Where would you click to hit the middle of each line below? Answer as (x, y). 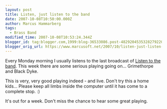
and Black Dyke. (22, 71)
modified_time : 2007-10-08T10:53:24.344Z (49, 38)
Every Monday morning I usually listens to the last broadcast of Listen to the (83, 60)
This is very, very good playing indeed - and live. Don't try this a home (77, 81)
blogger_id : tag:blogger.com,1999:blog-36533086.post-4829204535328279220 (84, 42)
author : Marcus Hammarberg (33, 24)
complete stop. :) (23, 91)
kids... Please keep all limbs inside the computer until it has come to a (76, 86)
